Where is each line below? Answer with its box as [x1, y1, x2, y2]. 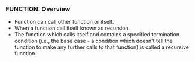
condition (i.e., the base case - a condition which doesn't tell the [14, 38, 173, 45]
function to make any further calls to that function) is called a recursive [14, 44, 190, 51]
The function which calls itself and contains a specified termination [14, 31, 180, 38]
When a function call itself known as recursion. [14, 24, 130, 32]
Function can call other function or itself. [14, 18, 114, 26]
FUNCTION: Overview [5, 5, 71, 13]
